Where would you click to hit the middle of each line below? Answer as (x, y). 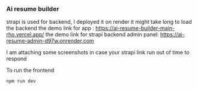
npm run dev (21, 81)
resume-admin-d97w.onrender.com (50, 41)
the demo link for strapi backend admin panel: (102, 35)
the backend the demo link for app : (50, 28)
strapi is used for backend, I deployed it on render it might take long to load (99, 22)
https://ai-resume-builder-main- (135, 28)
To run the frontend (30, 70)
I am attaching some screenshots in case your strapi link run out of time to (98, 52)
